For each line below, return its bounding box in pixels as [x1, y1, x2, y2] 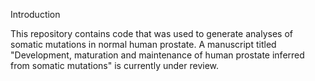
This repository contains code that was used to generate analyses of [10, 28, 293, 39]
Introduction [10, 9, 61, 20]
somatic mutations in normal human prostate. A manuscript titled [10, 39, 277, 50]
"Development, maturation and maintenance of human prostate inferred [10, 49, 305, 61]
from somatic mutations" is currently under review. [10, 60, 220, 71]
